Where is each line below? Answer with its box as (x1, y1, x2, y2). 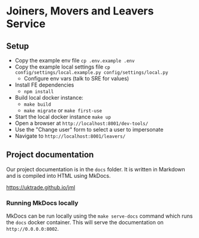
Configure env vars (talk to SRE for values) (23, 75, 129, 82)
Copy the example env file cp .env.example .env (14, 57, 135, 64)
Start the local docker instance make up (14, 113, 111, 120)
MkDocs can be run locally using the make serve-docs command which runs (6, 212, 193, 220)
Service (6, 17, 46, 31)
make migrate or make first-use (23, 107, 102, 114)
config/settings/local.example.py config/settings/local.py (14, 70, 168, 76)
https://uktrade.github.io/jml (6, 183, 76, 191)
